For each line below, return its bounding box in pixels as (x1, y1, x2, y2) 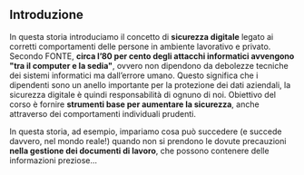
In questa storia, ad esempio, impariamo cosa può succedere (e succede (9, 126, 282, 137)
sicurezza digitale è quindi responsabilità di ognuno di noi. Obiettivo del (9, 89, 277, 100)
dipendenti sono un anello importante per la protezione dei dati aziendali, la (9, 79, 291, 90)
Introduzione (9, 7, 84, 23)
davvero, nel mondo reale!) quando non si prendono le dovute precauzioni (9, 135, 287, 146)
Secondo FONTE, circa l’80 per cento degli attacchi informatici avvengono (9, 50, 295, 62)
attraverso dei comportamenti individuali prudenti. (9, 108, 197, 119)
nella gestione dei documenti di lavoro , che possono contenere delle (9, 145, 270, 156)
